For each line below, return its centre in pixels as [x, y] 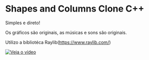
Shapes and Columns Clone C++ [75, 9]
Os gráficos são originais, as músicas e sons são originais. [66, 32]
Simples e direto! [23, 23]
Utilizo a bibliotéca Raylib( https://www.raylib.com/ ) [58, 42]
